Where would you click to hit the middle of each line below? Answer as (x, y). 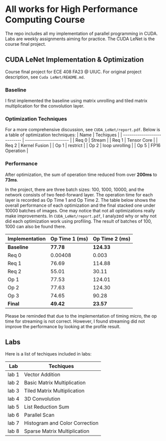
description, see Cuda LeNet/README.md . (45, 77)
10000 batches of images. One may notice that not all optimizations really (80, 210)
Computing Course (45, 20)
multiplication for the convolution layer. (45, 106)
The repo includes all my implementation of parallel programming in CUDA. (82, 33)
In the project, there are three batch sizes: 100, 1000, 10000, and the (75, 189)
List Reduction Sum (47, 407)
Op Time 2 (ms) (112, 239)
